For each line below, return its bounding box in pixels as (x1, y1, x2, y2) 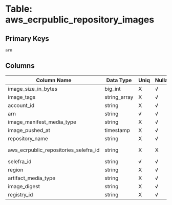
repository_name (8, 135, 49, 142)
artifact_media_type (8, 174, 56, 182)
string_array (104, 93, 134, 100)
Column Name (35, 76, 72, 84)
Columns (5, 62, 35, 70)
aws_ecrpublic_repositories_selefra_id (8, 146, 100, 153)
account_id (8, 101, 35, 109)
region (8, 166, 24, 173)
